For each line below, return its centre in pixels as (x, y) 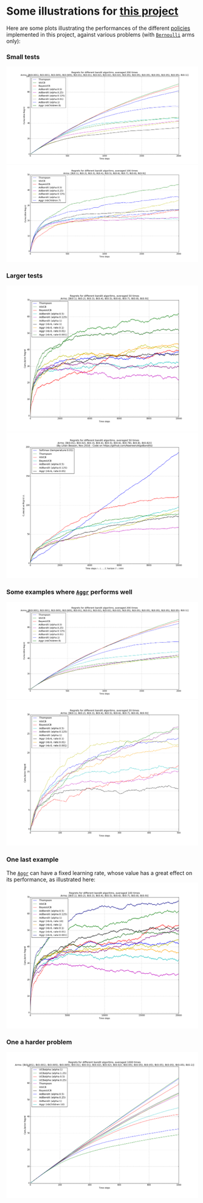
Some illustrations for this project (92, 11)
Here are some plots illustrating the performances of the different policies (98, 28)
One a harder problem (39, 1042)
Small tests (23, 57)
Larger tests (25, 276)
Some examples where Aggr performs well (69, 592)
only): (14, 41)
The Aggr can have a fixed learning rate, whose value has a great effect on (99, 873)
